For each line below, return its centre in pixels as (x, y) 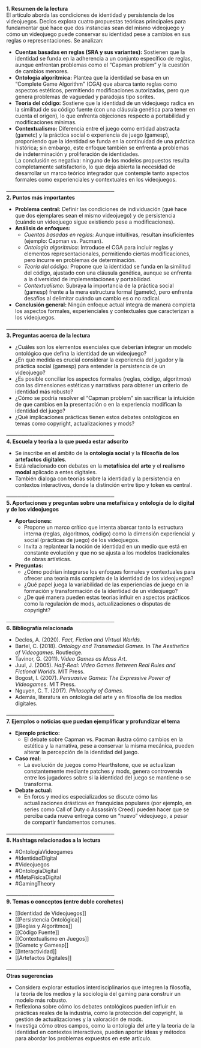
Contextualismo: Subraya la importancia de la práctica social (99, 285)
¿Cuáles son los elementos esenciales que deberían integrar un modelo (103, 347)
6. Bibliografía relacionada (40, 628)
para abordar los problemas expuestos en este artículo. (83, 1038)
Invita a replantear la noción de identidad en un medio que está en (106, 546)
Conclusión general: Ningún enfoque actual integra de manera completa (105, 305)
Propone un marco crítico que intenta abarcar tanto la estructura (103, 527)
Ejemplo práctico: (37, 733)
